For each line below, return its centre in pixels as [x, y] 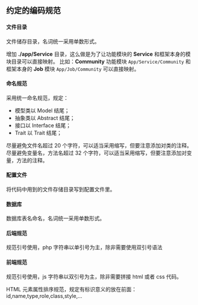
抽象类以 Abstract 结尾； [45, 118]
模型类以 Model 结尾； [42, 110]
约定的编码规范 [33, 11]
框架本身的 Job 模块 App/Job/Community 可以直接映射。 [73, 69]
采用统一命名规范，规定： [37, 98]
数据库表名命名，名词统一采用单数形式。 [55, 218]
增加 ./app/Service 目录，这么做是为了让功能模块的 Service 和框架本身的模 [98, 54]
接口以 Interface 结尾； [43, 125]
